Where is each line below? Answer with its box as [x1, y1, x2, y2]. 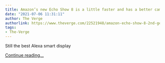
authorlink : [5, 20, 29, 26]
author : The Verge [5, 16, 43, 21]
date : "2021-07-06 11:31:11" [5, 12, 65, 16]
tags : [5, 25, 16, 30]
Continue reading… [5, 52, 44, 58]
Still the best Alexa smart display [5, 43, 71, 48]
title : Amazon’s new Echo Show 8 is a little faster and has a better [5, 7, 153, 12]
